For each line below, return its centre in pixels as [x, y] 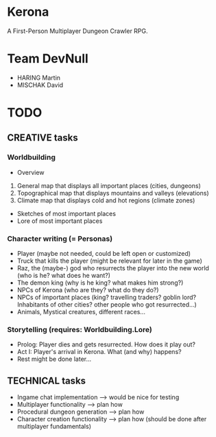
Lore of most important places [60, 221]
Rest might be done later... [54, 359]
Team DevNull [48, 59]
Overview [31, 172]
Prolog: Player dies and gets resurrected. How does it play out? [106, 344]
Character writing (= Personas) [60, 239]
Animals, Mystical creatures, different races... [81, 312]
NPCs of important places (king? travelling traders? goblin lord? [107, 297]
